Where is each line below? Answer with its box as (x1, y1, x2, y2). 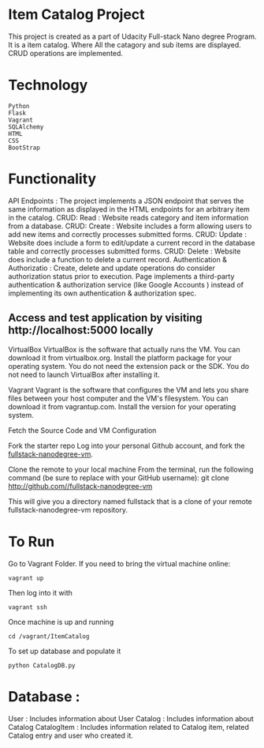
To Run (8, 532, 55, 551)
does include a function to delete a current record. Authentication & (8, 254, 227, 264)
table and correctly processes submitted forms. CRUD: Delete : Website (8, 246, 241, 256)
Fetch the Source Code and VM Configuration (8, 425, 157, 435)
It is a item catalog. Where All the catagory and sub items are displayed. (8, 39, 242, 49)
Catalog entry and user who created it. (8, 731, 134, 740)
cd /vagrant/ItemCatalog (8, 632, 90, 641)
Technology (8, 77, 88, 94)
